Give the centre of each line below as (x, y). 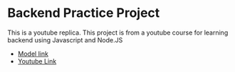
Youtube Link (37, 61)
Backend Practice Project (84, 13)
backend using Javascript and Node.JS (65, 40)
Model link (33, 54)
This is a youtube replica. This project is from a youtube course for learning (118, 32)
